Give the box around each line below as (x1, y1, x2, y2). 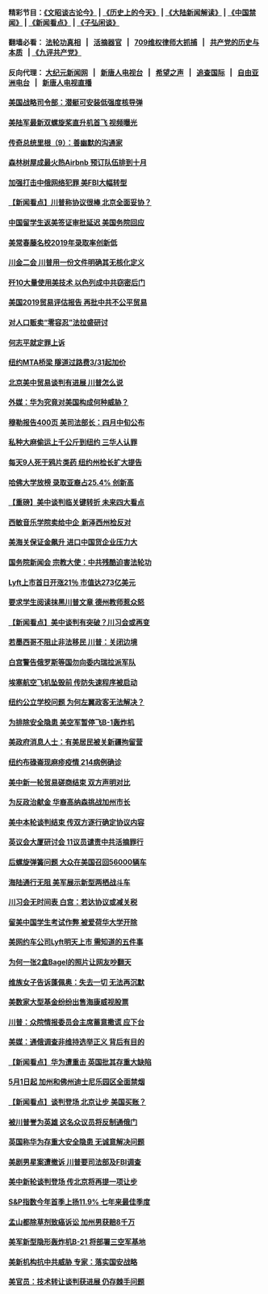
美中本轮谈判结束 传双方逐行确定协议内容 (8, 817, 145, 827)
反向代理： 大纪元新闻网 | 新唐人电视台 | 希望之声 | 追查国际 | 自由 (8, 67, 252, 77)
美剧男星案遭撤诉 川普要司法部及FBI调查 (8, 1157, 141, 1166)
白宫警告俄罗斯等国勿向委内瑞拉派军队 (8, 658, 136, 666)
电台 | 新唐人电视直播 (15, 78, 93, 87)
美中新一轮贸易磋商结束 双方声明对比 (8, 777, 131, 787)
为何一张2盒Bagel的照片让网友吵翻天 (8, 957, 132, 967)
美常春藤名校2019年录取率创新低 (8, 237, 118, 247)
